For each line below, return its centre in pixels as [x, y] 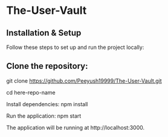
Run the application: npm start [44, 116]
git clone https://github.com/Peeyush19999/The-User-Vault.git [84, 81]
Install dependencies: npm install [47, 104]
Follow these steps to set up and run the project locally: [75, 47]
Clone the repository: [47, 66]
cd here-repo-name [31, 92]
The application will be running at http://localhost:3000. [76, 127]
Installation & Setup [44, 33]
